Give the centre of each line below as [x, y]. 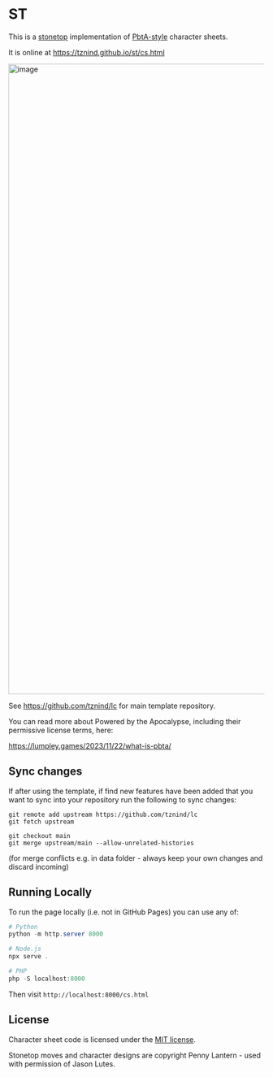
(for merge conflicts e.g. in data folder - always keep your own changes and [136, 858]
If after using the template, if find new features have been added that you [131, 791]
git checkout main [39, 836]
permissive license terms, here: [61, 730]
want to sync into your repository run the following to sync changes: [123, 799]
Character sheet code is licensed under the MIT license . [102, 1039]
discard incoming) [39, 866]
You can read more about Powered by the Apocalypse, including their [125, 721]
